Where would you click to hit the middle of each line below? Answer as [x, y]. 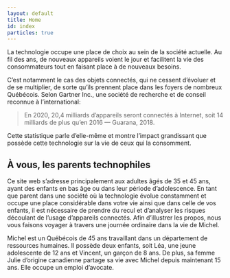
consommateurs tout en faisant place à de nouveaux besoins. [94, 67]
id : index [21, 26]
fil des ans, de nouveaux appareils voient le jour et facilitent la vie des [105, 60]
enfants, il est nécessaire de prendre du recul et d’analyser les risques [106, 211]
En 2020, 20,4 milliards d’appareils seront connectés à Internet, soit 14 [124, 115]
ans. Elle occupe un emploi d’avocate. [61, 268]
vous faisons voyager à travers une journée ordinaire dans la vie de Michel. [113, 225]
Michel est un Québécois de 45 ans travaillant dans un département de [107, 238]
